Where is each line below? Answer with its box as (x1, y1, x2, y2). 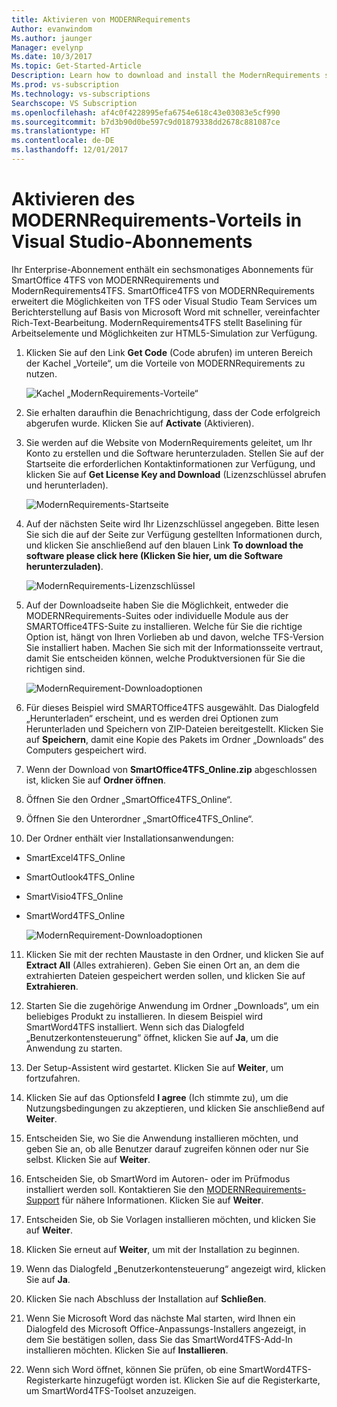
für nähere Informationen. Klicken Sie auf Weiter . (61, 1194, 264, 1206)
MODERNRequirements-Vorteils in (11, 209, 303, 232)
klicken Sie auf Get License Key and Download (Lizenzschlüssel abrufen (25, 468, 327, 480)
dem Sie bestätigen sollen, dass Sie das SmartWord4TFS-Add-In (25, 1333, 293, 1345)
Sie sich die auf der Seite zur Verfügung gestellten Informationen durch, (25, 528, 323, 540)
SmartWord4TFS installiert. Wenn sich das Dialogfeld (25, 1021, 245, 1033)
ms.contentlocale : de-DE (11, 136, 115, 146)
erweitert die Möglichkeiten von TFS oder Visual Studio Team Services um (11, 295, 318, 307)
